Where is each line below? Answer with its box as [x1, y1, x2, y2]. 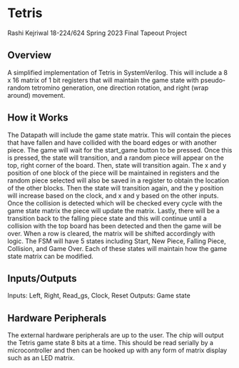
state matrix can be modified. [7, 252, 94, 260]
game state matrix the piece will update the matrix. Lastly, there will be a [7, 206, 220, 215]
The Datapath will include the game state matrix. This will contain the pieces [7, 131, 232, 139]
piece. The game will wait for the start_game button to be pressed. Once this [7, 145, 233, 154]
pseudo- [200, 76, 226, 84]
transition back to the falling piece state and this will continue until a [7, 214, 207, 223]
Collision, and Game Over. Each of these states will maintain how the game [7, 244, 227, 252]
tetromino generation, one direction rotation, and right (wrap [31, 83, 209, 92]
